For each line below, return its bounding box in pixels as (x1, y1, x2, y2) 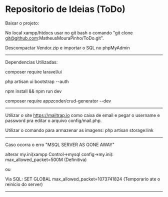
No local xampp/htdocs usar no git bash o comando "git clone (5, 29, 133, 35)
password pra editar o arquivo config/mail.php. (5, 117, 102, 123)
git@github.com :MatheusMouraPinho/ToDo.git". (5, 35, 104, 41)
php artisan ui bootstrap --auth (5, 78, 69, 84)
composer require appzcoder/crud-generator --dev (5, 97, 111, 103)
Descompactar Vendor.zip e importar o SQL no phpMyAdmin (5, 44, 130, 50)
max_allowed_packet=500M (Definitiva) (5, 156, 87, 162)
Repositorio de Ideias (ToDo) (5, 3, 126, 15)
